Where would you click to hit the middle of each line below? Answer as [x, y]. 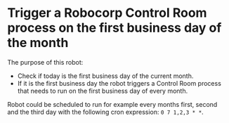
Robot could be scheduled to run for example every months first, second [112, 104]
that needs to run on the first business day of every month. [103, 91]
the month [38, 43]
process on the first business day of [115, 28]
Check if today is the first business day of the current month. [105, 76]
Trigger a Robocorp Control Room [107, 13]
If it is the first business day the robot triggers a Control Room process [119, 83]
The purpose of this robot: [45, 62]
